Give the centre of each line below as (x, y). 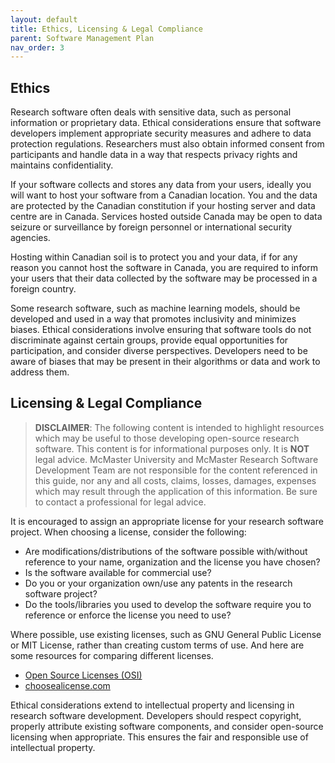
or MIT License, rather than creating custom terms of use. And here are (157, 645)
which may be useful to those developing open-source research (167, 438)
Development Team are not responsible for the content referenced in (176, 470)
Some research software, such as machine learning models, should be (155, 308)
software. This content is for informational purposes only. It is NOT (172, 448)
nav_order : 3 (37, 47)
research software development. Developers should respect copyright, (156, 715)
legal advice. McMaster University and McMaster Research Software (176, 459)
